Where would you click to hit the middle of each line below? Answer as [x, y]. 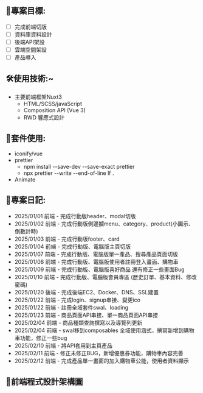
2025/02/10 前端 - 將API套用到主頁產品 [64, 345]
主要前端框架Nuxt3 [38, 97]
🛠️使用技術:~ [30, 78]
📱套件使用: [26, 139]
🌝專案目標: [26, 11]
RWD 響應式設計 [44, 117]
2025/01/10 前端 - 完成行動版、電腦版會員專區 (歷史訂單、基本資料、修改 [105, 277]
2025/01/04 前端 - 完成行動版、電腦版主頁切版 [73, 246]
